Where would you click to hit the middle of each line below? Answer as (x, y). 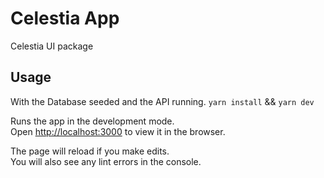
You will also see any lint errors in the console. (106, 161)
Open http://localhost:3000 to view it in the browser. (118, 131)
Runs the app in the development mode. (92, 121)
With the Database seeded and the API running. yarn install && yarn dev (162, 101)
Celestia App (65, 18)
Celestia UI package (52, 46)
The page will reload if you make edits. (90, 151)
